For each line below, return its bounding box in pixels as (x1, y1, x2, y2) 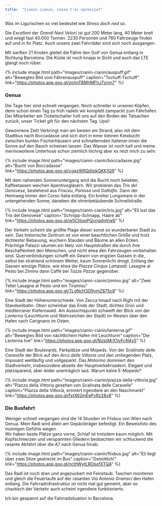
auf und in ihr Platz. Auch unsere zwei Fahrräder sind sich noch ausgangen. (5, 40, 156, 46)
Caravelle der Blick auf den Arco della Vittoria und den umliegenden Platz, (5, 352, 153, 358)
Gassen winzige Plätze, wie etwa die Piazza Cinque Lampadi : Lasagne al (5, 263, 151, 269)
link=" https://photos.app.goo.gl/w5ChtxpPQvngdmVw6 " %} (5, 217, 125, 223)
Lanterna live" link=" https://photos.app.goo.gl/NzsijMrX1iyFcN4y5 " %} (5, 338, 146, 343)
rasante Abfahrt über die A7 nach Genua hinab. (5, 441, 99, 447)
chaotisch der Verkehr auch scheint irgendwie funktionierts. (5, 486, 124, 492)
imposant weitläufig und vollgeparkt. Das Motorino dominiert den (5, 357, 134, 363)
